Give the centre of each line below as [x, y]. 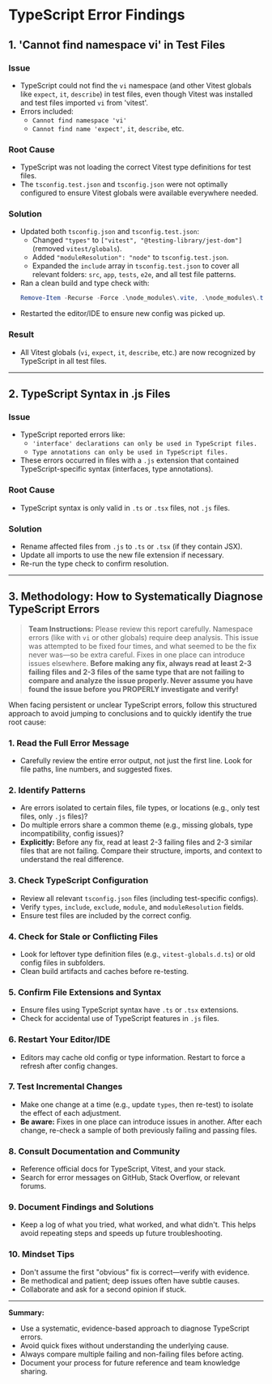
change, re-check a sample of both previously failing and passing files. [138, 1130]
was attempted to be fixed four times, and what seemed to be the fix [142, 646]
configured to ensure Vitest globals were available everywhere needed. [139, 193]
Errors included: [47, 111]
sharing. [34, 1371]
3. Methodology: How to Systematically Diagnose [136, 597]
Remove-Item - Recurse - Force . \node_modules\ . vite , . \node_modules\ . [140, 298]
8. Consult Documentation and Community [94, 1151]
